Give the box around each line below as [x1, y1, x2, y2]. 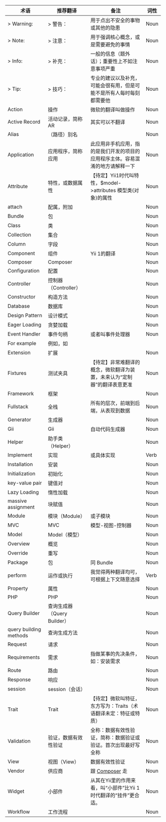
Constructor [7, 293, 36, 300]
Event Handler [7, 331, 41, 337]
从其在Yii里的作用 [90, 777, 131, 784]
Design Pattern [7, 312, 42, 319]
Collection [7, 231, 31, 238]
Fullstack [7, 403, 29, 410]
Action [7, 106, 23, 113]
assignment [7, 504, 35, 510]
